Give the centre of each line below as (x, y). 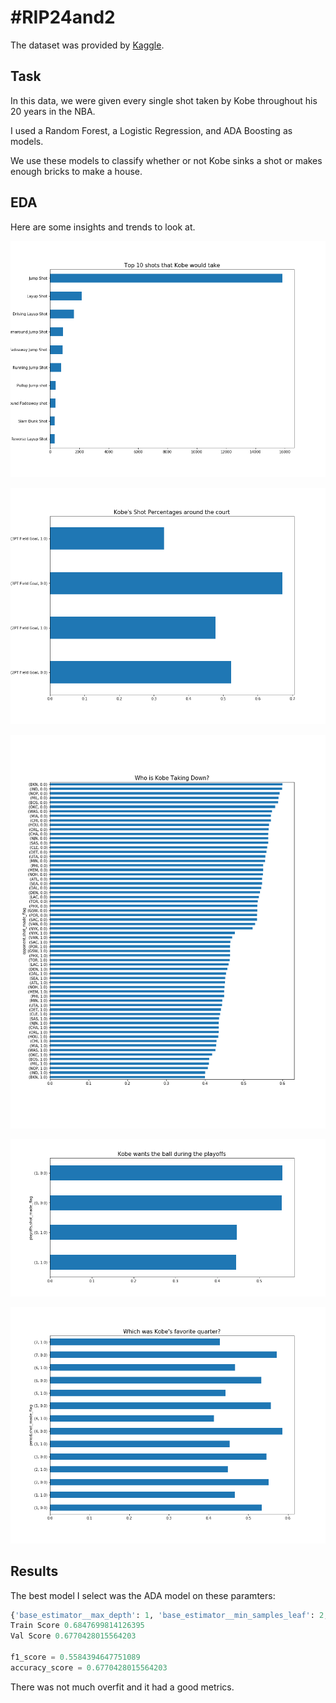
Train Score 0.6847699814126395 (77, 1626)
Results (34, 1571)
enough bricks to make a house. (76, 171)
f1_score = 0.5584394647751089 (75, 1657)
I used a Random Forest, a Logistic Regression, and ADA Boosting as (151, 130)
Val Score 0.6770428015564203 (73, 1636)
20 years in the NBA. (53, 111)
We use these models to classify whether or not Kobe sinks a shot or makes (166, 160)
